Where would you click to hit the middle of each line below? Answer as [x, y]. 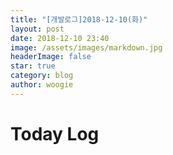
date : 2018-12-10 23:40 [60, 38]
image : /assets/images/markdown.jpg [86, 47]
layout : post [37, 29]
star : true [33, 66]
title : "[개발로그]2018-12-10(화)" [79, 19]
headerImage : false [51, 57]
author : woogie [42, 85]
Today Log [55, 133]
